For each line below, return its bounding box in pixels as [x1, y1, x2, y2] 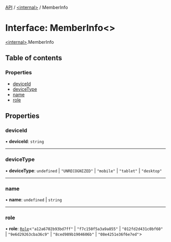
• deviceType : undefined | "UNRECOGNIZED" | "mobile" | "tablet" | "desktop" [5, 168, 162, 174]
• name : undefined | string [5, 196, 62, 203]
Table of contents [5, 53, 62, 63]
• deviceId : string [5, 139, 44, 145]
